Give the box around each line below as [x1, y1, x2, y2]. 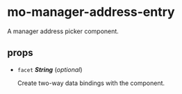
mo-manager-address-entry [7, 4, 175, 20]
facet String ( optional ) [17, 65, 83, 73]
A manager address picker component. [7, 27, 119, 35]
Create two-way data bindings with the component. [17, 79, 165, 87]
